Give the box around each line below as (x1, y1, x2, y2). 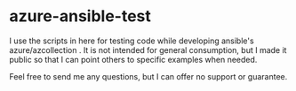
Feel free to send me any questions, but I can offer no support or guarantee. (9, 71, 288, 81)
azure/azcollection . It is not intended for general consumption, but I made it (9, 44, 287, 55)
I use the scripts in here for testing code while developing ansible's (9, 35, 255, 46)
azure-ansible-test (9, 6, 151, 27)
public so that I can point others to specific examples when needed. (9, 54, 258, 64)
